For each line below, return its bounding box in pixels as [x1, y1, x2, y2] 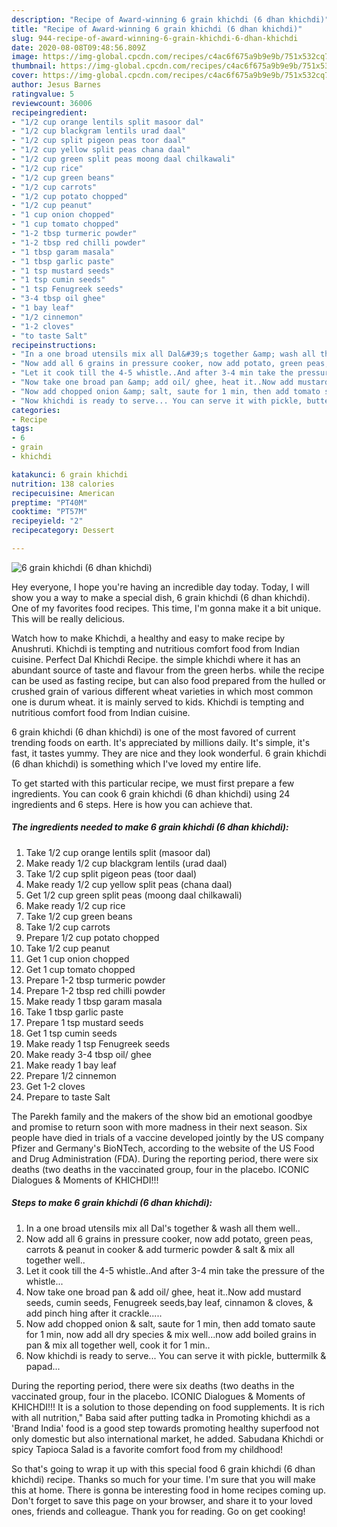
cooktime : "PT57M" [11, 507, 88, 517]
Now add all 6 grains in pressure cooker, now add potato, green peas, [25, 1232, 314, 1245]
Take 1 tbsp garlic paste [25, 1006, 124, 1018]
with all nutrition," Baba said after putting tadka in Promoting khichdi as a [11, 1411, 311, 1423]
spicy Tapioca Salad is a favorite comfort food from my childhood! [11, 1443, 283, 1455]
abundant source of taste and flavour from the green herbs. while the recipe [11, 664, 325, 676]
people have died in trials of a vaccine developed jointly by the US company [11, 1131, 324, 1143]
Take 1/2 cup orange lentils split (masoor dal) [25, 846, 211, 858]
